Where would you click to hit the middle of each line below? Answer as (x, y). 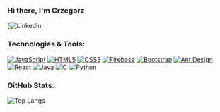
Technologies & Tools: (46, 44)
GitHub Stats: (31, 85)
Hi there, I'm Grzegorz (46, 11)
